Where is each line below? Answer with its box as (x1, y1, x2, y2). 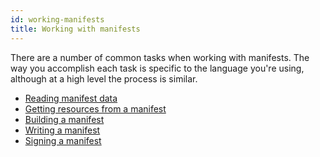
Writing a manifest (24, 124, 101, 136)
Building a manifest (24, 113, 105, 125)
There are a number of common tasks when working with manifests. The (10, 51, 310, 63)
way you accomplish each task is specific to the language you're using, (10, 62, 305, 74)
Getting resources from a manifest (24, 102, 167, 115)
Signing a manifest (24, 134, 102, 146)
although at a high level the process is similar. (10, 72, 198, 85)
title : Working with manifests (10, 24, 141, 34)
